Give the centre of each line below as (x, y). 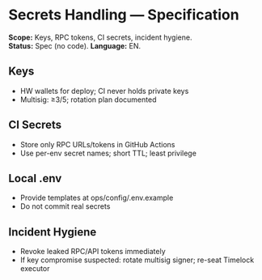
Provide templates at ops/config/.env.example (97, 198)
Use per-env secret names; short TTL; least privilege (108, 153)
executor (35, 269)
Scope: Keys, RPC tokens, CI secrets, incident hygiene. (100, 37)
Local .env (35, 178)
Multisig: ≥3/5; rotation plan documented (88, 100)
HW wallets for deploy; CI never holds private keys (104, 91)
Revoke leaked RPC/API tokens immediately (93, 252)
